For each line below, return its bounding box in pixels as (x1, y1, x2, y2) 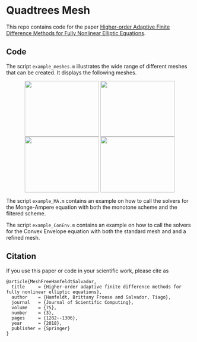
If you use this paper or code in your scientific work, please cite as (6, 267, 169, 274)
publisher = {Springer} (11, 325, 70, 331)
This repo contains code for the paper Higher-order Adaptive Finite (6, 23, 170, 30)
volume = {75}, (11, 305, 58, 310)
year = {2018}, (11, 320, 62, 326)
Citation (6, 251, 37, 262)
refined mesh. (6, 234, 40, 241)
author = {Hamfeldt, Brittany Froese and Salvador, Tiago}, (11, 294, 171, 300)
